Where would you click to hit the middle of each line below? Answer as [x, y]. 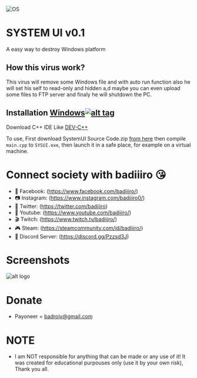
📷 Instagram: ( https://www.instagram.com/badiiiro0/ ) [80, 198]
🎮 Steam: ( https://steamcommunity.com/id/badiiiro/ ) [79, 228]
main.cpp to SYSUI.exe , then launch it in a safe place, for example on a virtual [98, 145]
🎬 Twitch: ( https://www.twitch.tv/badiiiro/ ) [66, 219]
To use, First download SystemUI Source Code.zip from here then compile [96, 138]
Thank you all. [31, 369]
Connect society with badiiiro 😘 [86, 175]
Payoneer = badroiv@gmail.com [54, 316]
